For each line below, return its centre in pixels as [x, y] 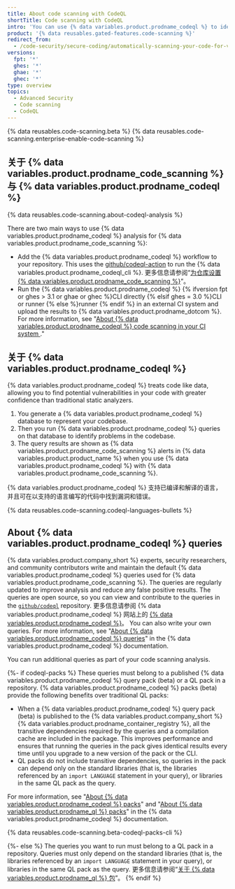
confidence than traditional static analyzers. [71, 400]
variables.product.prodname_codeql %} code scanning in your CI [112, 326]
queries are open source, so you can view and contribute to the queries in [114, 597]
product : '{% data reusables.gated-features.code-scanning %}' [101, 33]
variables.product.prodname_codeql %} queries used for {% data [101, 575]
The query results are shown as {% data [76, 443]
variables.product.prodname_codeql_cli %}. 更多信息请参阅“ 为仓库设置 [119, 272]
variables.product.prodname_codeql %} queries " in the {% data [99, 639]
